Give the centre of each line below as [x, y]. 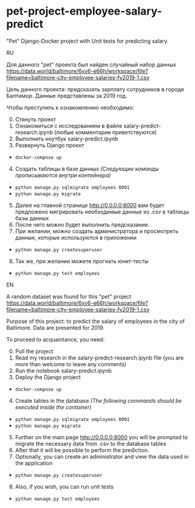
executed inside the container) [53, 407]
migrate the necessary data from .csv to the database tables [91, 444]
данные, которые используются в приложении [76, 237]
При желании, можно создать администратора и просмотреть [97, 231]
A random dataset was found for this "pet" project [69, 296]
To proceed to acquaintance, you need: [56, 339]
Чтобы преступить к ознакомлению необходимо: [70, 107]
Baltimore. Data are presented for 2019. [56, 327]
